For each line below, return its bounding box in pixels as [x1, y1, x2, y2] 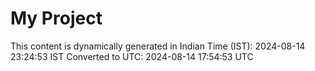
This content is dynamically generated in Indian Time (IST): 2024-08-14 [10, 40, 306, 52]
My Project [10, 7, 103, 30]
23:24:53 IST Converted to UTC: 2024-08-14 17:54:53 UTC [10, 50, 254, 62]
